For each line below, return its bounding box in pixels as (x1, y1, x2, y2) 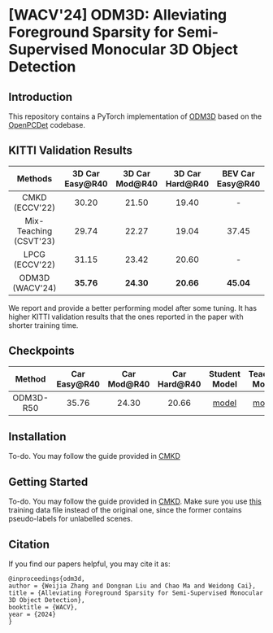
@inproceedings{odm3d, (8, 575, 85, 583)
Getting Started (8, 474, 89, 489)
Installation (8, 430, 67, 444)
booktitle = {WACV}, (8, 604, 79, 612)
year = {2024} (8, 610, 57, 619)
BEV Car (222, 168, 255, 179)
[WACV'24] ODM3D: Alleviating (8, 6, 227, 24)
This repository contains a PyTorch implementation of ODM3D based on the (8, 111, 262, 121)
